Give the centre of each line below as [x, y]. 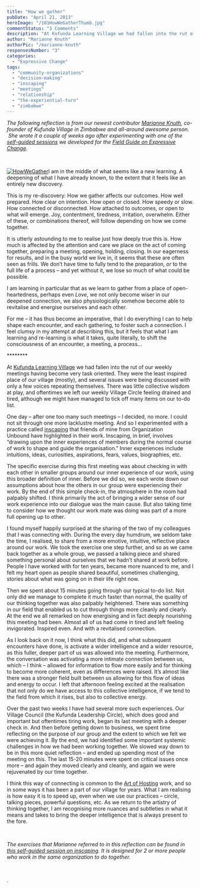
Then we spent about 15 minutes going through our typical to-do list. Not [96, 590]
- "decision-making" [37, 78]
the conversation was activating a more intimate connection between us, [96, 659]
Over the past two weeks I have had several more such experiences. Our [96, 708]
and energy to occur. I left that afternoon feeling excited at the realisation [96, 684]
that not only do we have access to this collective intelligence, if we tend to [99, 690]
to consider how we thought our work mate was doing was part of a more [96, 510]
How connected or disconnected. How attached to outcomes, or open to [96, 208]
